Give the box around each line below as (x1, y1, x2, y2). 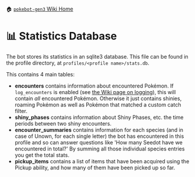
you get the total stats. (14, 151, 70, 159)
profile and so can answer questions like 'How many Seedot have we (14, 139, 183, 146)
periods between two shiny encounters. (14, 120, 112, 127)
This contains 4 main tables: (6, 70, 75, 78)
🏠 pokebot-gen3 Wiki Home (6, 5, 74, 12)
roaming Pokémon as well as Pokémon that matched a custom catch (14, 101, 181, 108)
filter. (14, 107, 28, 114)
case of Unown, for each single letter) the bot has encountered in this (14, 133, 184, 140)
